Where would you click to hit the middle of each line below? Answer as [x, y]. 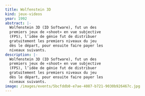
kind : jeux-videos [24, 14]
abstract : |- [18, 23]
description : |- [21, 55]
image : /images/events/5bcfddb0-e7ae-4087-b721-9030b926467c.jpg [72, 86]
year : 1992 [16, 18]
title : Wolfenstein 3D [28, 9]
